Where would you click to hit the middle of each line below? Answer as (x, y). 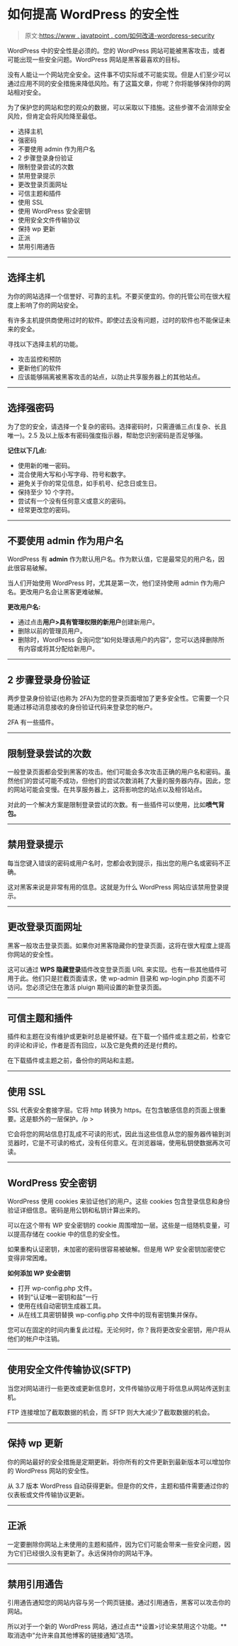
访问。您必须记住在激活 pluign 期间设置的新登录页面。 (86, 987)
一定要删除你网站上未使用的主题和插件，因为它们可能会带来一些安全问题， (116, 1544)
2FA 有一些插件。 (33, 722)
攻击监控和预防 (39, 359)
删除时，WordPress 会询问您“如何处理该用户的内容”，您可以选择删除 (118, 640)
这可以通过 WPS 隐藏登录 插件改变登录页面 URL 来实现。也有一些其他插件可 (117, 969)
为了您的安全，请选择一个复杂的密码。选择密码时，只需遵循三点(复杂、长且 (117, 426)
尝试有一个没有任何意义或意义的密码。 (73, 501)
